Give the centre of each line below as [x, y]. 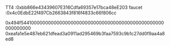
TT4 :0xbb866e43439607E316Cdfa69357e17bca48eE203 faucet [74, 7]
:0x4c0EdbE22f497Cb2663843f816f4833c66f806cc [61, 13]
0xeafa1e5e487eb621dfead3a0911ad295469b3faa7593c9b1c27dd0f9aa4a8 [85, 33]
